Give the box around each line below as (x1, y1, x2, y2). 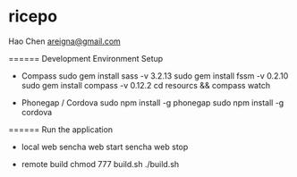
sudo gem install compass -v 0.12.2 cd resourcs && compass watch (21, 80, 270, 90)
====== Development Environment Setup (8, 53, 164, 63)
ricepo (8, 6, 58, 27)
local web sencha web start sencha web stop (21, 141, 189, 152)
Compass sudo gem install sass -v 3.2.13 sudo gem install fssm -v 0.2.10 (21, 70, 289, 81)
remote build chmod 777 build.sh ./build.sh (21, 158, 180, 169)
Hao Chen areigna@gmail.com (8, 36, 122, 46)
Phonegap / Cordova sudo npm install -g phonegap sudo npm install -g (21, 97, 284, 108)
